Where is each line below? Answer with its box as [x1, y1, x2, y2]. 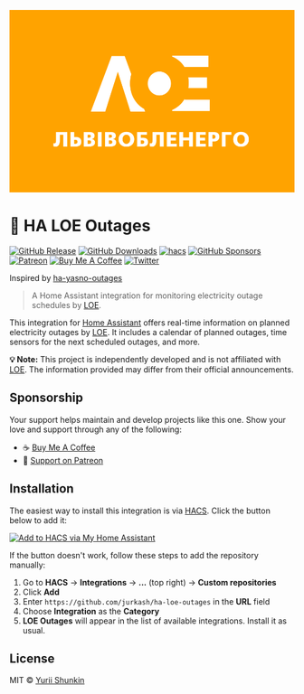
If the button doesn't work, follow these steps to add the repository [9, 549, 260, 560]
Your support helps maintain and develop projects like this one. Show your [9, 414, 287, 425]
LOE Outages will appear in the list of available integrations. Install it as [22, 615, 288, 626]
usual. [22, 624, 46, 635]
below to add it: [9, 514, 68, 525]
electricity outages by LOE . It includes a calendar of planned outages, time [9, 327, 288, 337]
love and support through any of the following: [9, 424, 183, 435]
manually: [9, 559, 46, 570]
